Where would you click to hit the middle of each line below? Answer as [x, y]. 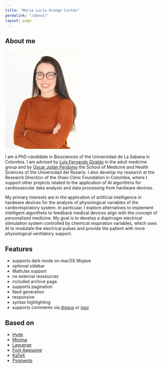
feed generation [28, 292]
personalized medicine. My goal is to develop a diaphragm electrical [74, 218]
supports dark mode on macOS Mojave [51, 261]
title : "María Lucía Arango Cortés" [42, 10]
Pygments [22, 361]
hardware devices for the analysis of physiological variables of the [72, 203]
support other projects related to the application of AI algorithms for [73, 183]
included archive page [34, 282]
